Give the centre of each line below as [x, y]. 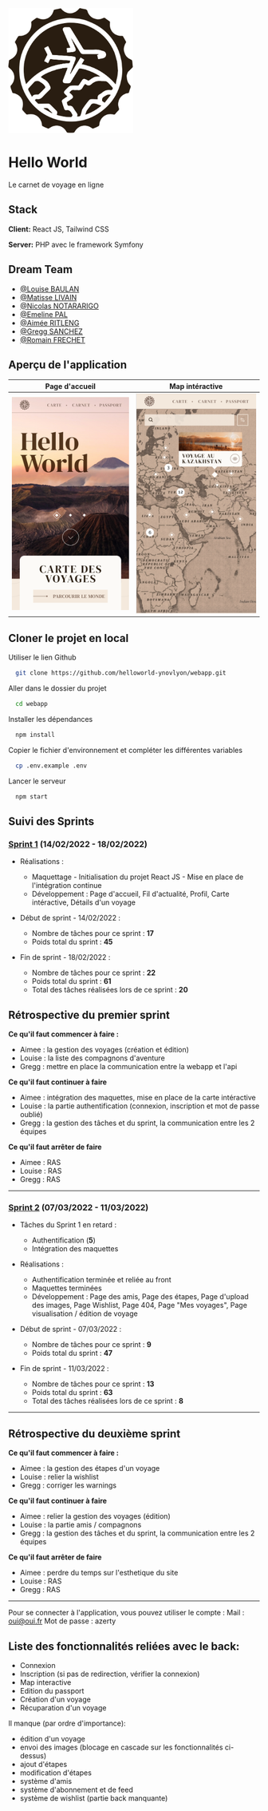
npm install [35, 735]
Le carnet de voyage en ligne [56, 184]
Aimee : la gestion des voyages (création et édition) [104, 1050]
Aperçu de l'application [68, 365]
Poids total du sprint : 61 [71, 981]
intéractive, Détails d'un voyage [83, 902]
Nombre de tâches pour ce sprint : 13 [93, 1384]
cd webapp [32, 704]
